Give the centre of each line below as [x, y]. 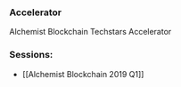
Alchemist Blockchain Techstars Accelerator [90, 32]
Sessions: [31, 55]
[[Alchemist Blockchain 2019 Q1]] [83, 74]
